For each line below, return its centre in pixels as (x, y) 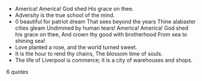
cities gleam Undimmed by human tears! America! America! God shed (102, 28)
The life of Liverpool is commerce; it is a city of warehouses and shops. (104, 60)
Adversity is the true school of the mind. (65, 15)
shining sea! (30, 41)
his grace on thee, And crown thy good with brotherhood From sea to (101, 34)
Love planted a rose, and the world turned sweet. (76, 47)
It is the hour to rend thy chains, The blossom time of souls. (89, 53)
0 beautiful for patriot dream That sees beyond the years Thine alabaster (105, 21)
